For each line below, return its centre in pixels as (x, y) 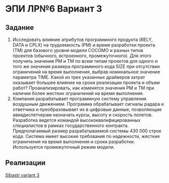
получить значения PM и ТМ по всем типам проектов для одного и (85, 61)
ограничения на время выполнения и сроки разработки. (74, 142)
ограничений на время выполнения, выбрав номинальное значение (86, 72)
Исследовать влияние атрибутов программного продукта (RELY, (82, 39)
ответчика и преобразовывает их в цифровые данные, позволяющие (87, 109)
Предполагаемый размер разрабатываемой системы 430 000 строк (87, 131)
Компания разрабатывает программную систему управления (79, 99)
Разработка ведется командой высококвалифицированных (76, 120)
